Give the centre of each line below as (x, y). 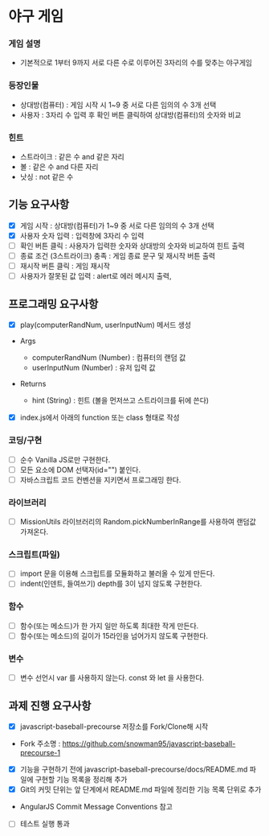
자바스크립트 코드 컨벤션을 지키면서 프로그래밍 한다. (100, 479)
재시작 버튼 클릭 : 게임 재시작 (65, 266)
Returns (33, 384)
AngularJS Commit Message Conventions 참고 (96, 807)
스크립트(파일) (34, 554)
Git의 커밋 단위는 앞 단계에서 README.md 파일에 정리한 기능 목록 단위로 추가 (141, 789)
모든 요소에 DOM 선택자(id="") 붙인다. (80, 470)
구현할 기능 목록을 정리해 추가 (81, 780)
